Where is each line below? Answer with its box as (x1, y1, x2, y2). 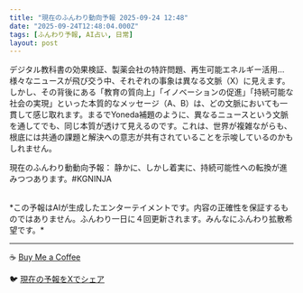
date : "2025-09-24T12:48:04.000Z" (9, 22, 140, 31)
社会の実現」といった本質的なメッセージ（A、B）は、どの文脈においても (9, 98, 280, 109)
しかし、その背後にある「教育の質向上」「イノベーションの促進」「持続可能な (9, 87, 294, 97)
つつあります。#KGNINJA (16, 173, 113, 185)
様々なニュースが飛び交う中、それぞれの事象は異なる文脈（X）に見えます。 (9, 76, 290, 87)
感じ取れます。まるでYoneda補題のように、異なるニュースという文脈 (32, 109, 289, 120)
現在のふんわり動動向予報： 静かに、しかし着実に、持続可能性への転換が (9, 162, 280, 173)
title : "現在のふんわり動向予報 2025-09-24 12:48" (9, 13, 188, 23)
